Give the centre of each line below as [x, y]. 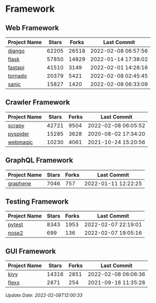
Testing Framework [37, 202]
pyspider [18, 134]
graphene [20, 184]
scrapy [16, 125]
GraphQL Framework [39, 160]
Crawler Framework [38, 102]
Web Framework [32, 28]
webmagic [21, 142]
